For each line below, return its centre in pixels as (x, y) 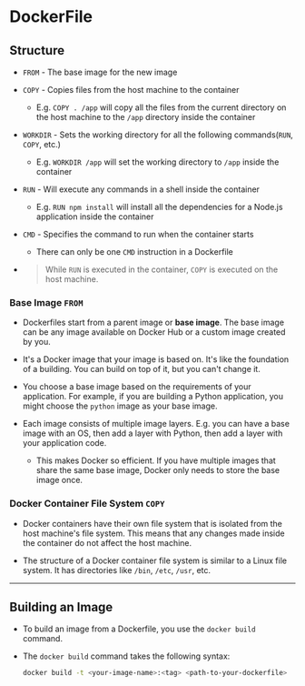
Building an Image (61, 607)
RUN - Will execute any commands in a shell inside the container (141, 189)
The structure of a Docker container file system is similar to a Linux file (155, 560)
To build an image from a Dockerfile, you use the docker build (139, 629)
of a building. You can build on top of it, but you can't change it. (141, 369)
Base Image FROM (46, 302)
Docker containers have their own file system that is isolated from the (152, 523)
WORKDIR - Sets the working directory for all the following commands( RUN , (157, 135)
